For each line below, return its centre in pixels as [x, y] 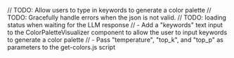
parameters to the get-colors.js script [61, 47]
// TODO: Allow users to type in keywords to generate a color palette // [110, 10]
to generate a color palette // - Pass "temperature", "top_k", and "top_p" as [115, 40]
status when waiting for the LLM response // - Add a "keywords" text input [115, 25]
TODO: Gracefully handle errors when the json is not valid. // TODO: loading [117, 17]
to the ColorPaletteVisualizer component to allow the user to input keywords [117, 32]
